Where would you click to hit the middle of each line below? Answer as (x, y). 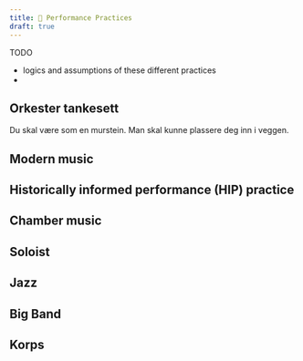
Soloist (30, 252)
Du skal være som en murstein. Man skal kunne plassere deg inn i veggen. (149, 130)
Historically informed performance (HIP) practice (152, 190)
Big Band (36, 314)
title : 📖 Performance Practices (71, 18)
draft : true (32, 26)
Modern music (52, 159)
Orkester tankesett (64, 108)
